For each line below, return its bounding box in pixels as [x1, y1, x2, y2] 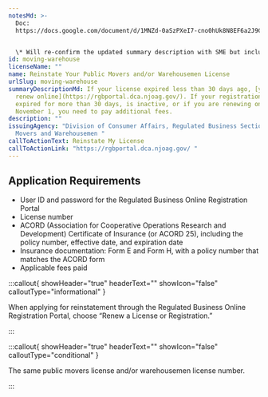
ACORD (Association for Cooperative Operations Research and [19, 220, 227, 230]
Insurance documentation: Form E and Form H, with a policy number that [19, 246, 259, 256]
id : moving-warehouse [8, 55, 81, 64]
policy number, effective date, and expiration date [19, 237, 183, 248]
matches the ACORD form [19, 255, 105, 264]
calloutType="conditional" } [8, 351, 99, 360]
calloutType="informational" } [8, 287, 106, 296]
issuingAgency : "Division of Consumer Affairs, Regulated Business [8, 122, 238, 130]
